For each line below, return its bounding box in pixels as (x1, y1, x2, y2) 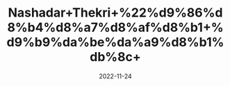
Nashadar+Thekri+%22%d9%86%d (8, 5, 223, 21)
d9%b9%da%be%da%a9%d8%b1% (6, 35, 224, 50)
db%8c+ (90, 49, 141, 65)
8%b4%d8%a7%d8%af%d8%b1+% (7, 19, 224, 35)
